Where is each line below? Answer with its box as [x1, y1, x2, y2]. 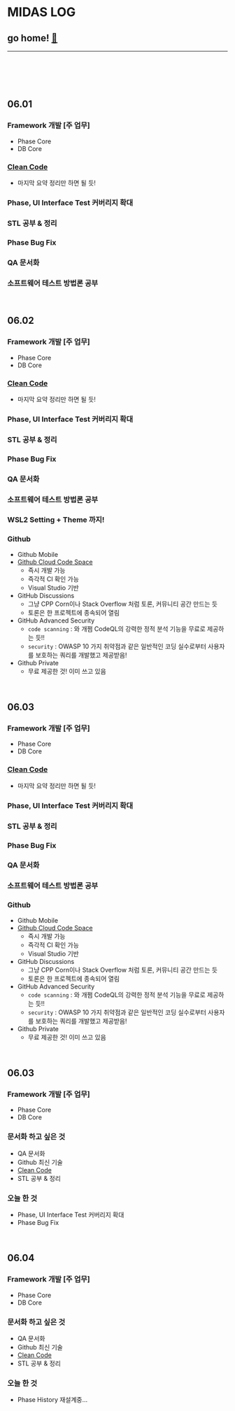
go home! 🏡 [7, 32, 58, 44]
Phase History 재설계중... [17, 1396, 88, 1404]
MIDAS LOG [7, 4, 76, 20]
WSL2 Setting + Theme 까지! [7, 515, 105, 525]
